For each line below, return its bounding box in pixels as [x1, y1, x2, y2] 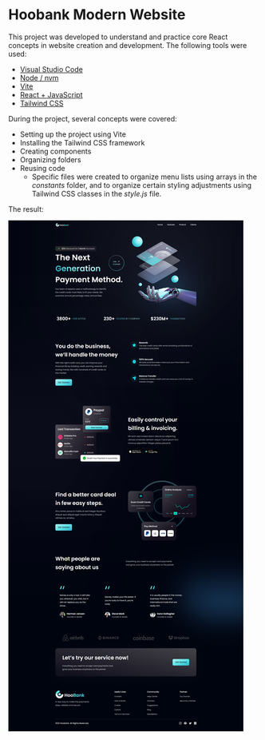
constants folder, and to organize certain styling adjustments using [31, 180, 251, 189]
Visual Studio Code [19, 64, 84, 74]
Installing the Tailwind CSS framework [19, 137, 145, 147]
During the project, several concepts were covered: [8, 113, 177, 123]
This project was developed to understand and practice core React [8, 32, 228, 42]
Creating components [19, 146, 92, 156]
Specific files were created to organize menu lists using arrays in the [31, 172, 258, 181]
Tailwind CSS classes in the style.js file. [31, 189, 162, 198]
